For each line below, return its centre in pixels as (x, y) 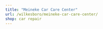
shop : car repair (23, 19)
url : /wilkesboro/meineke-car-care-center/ (52, 14)
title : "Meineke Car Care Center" (42, 10)
